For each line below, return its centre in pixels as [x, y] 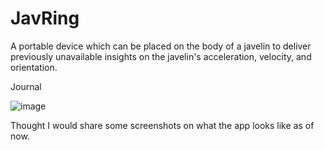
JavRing [45, 18]
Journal [26, 86]
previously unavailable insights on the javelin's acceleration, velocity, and [161, 56]
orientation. [34, 67]
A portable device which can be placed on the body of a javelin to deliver [161, 46]
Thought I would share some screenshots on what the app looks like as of [162, 125]
